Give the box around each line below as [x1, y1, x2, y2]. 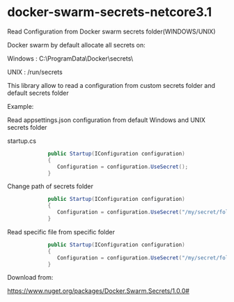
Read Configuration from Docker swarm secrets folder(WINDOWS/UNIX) [7, 27, 216, 36]
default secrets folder [7, 89, 70, 97]
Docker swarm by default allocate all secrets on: [7, 40, 146, 49]
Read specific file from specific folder [7, 227, 115, 236]
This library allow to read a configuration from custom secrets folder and [7, 81, 216, 89]
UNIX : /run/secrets [7, 68, 63, 76]
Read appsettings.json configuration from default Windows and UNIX [7, 116, 205, 124]
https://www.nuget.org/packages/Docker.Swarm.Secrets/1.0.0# [7, 287, 190, 295]
